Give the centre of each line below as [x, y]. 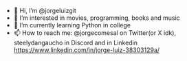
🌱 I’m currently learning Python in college [72, 25]
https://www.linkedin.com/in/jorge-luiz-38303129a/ [87, 50]
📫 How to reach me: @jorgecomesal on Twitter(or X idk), [95, 33]
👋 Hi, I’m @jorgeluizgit [45, 11]
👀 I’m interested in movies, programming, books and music [97, 18]
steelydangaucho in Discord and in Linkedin [76, 42]
